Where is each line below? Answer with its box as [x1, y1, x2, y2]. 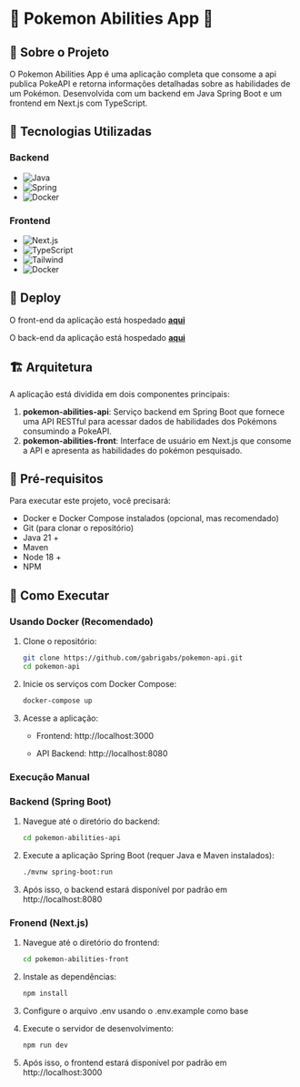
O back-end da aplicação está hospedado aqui [9, 332, 186, 343]
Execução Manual [9, 770, 90, 783]
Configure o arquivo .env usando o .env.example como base [22, 1005, 249, 1016]
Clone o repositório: [22, 636, 97, 647]
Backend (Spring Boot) [9, 795, 112, 807]
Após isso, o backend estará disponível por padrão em [22, 884, 227, 895]
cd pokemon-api [22, 661, 81, 671]
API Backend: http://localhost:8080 [35, 747, 168, 759]
